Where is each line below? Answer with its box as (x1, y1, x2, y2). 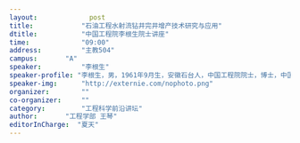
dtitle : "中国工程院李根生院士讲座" (9, 29, 170, 38)
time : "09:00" (9, 37, 110, 47)
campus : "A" (9, 54, 78, 63)
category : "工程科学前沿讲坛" (9, 104, 143, 113)
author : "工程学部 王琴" (9, 112, 118, 121)
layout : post (9, 12, 105, 22)
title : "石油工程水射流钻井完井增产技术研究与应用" (9, 21, 223, 30)
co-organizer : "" (9, 95, 90, 105)
